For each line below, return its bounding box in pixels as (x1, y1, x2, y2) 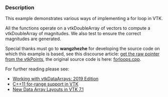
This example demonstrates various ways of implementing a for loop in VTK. (5, 16, 163, 22)
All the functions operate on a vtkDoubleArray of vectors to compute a (5, 25, 150, 31)
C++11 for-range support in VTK (12, 81, 79, 87)
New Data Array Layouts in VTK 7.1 (12, 86, 84, 92)
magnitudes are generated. (5, 36, 61, 42)
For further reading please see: (5, 66, 69, 72)
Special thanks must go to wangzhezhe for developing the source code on (5, 46, 160, 52)
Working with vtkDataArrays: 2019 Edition (12, 76, 99, 82)
